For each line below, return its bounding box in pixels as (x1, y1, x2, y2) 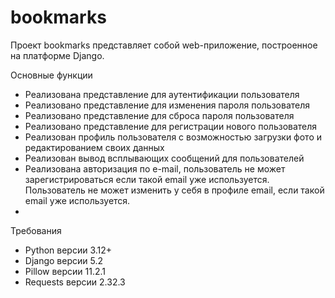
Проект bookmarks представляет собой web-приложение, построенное (10, 39, 318, 51)
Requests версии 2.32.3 (24, 276, 126, 288)
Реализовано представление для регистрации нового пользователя (24, 120, 318, 132)
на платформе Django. (10, 49, 105, 61)
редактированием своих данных (24, 141, 165, 153)
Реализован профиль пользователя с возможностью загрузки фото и (24, 131, 323, 143)
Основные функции (10, 69, 93, 81)
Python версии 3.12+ (24, 244, 113, 256)
